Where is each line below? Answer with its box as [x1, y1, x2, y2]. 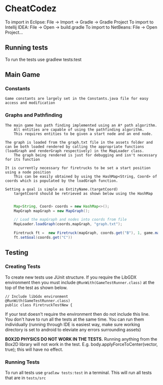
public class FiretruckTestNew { [5, 303, 73, 308]
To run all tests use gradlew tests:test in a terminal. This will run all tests [5, 369, 152, 375]
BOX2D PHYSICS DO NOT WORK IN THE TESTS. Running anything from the [5, 336, 158, 342]
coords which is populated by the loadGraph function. [5, 178, 118, 183]
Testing [5, 249, 29, 257]
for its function [5, 157, 40, 162]
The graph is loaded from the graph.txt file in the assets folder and [5, 140, 153, 145]
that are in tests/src [5, 375, 46, 381]
